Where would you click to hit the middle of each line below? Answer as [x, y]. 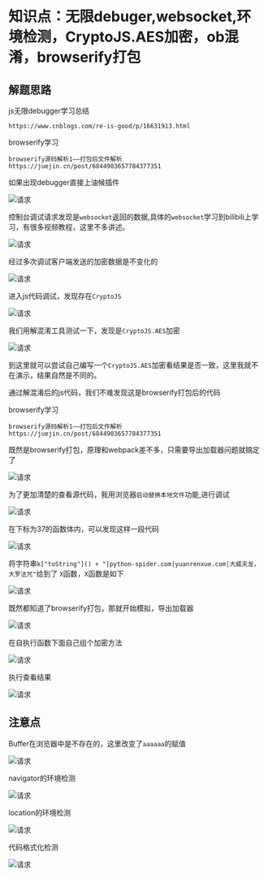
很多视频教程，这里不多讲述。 [80, 227]
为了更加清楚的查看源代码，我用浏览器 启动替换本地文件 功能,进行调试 [119, 495]
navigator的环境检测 [42, 778]
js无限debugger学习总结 [49, 111]
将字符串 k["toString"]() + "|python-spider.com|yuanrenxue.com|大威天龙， [134, 564]
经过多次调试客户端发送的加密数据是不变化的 [83, 261]
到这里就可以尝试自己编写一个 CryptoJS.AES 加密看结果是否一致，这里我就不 [133, 365]
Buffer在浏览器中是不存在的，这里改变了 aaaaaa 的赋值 [97, 743]
